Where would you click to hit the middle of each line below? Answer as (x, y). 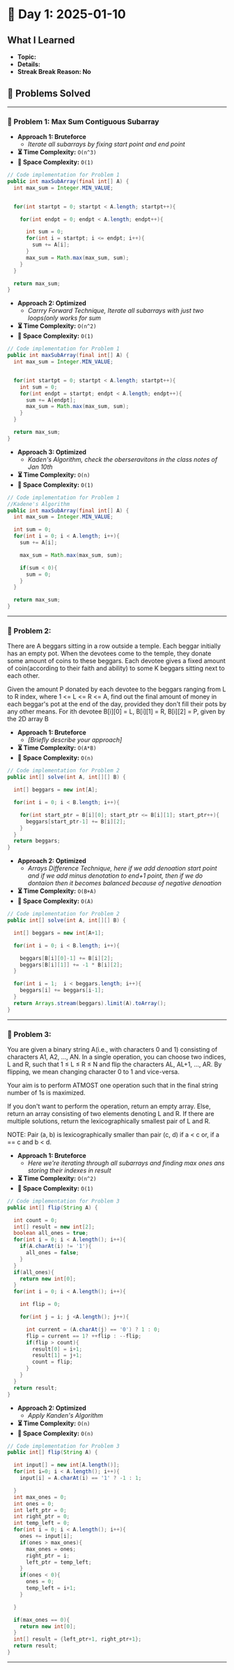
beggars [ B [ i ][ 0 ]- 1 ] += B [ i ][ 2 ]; (67, 958)
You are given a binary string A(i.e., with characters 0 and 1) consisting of (112, 1049)
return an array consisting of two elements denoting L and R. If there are (111, 1113)
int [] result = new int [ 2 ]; (54, 1227)
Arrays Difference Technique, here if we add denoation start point (122, 869)
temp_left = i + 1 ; (51, 1588)
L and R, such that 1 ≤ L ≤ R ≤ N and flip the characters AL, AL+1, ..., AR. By (115, 1064)
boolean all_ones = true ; (51, 1233)
